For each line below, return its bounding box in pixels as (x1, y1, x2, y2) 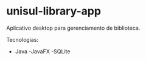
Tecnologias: (6, 36, 38, 43)
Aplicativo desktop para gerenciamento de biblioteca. (6, 24, 141, 32)
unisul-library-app (6, 4, 102, 18)
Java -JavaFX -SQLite (15, 47, 71, 55)
